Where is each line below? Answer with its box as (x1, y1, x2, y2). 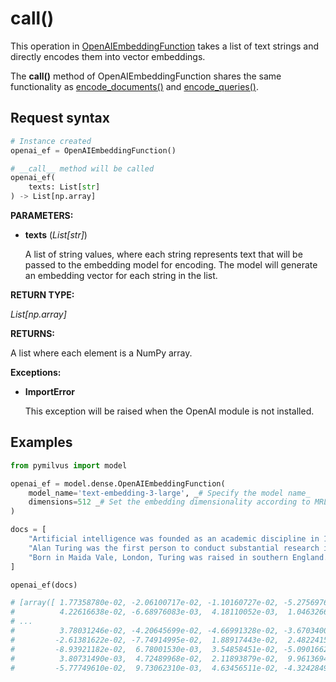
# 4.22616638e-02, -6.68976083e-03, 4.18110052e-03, (10, 607, 280, 617)
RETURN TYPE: (10, 289, 75, 301)
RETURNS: (10, 328, 55, 339)
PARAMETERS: (10, 210, 74, 221)
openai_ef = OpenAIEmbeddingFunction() (10, 145, 177, 156)
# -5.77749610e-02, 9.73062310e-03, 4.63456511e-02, (10, 663, 280, 673)
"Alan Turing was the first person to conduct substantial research (28, 543, 320, 553)
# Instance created (10, 136, 92, 146)
